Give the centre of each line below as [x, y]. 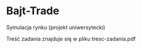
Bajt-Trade [33, 11]
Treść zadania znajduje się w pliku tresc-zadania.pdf [71, 39]
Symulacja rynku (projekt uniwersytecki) [56, 27]
